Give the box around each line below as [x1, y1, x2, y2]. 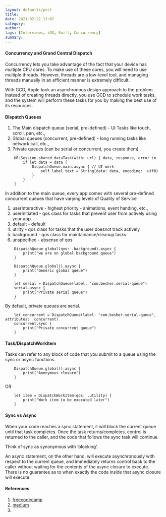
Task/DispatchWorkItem [5, 340, 56, 346]
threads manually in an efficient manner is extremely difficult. [5, 77, 130, 83]
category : [5, 21, 26, 26]
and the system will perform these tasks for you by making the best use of [5, 97, 157, 103]
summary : [5, 35, 23, 40]
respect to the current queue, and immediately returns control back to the [5, 458, 156, 464]
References [5, 486, 30, 492]
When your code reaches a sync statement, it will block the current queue [5, 423, 156, 429]
